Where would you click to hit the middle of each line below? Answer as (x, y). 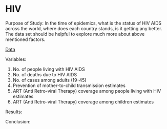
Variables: (16, 59)
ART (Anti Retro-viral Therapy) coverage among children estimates (83, 102)
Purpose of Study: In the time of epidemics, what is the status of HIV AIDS (83, 23)
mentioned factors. (25, 39)
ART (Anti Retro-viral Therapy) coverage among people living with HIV (87, 91)
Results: (14, 112)
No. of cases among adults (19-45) (49, 80)
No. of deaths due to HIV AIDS (45, 74)
